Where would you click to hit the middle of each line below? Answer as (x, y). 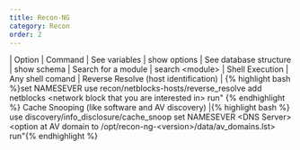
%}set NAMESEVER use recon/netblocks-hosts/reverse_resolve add (136, 88)
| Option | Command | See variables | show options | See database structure (150, 60)
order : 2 (26, 34)
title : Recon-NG (40, 18)
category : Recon (40, 26)
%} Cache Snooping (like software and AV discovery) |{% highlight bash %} (150, 108)
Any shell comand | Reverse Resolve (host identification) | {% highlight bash (150, 79)
